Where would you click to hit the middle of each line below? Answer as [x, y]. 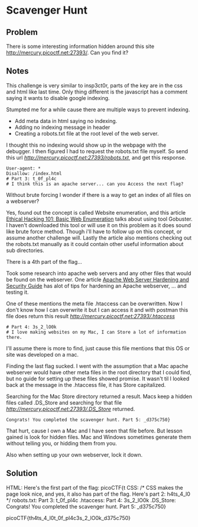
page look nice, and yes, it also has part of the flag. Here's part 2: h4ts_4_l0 [98, 494]
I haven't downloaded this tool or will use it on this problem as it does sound [98, 225]
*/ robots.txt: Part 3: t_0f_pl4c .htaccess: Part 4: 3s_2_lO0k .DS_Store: [91, 500]
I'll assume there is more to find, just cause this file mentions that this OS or [98, 348]
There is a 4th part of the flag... [44, 261]
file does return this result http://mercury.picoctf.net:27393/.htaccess [91, 316]
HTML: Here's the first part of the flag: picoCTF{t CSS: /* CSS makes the [95, 487]
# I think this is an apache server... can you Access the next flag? [95, 184]
